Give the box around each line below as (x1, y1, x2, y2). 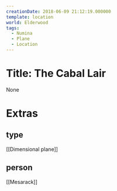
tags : (6, 25, 19, 31)
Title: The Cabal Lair (6, 67, 106, 80)
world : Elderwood (6, 19, 49, 25)
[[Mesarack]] (6, 178, 38, 185)
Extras (6, 107, 38, 120)
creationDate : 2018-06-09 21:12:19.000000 (6, 8, 111, 15)
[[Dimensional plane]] (6, 145, 58, 153)
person (6, 163, 33, 173)
